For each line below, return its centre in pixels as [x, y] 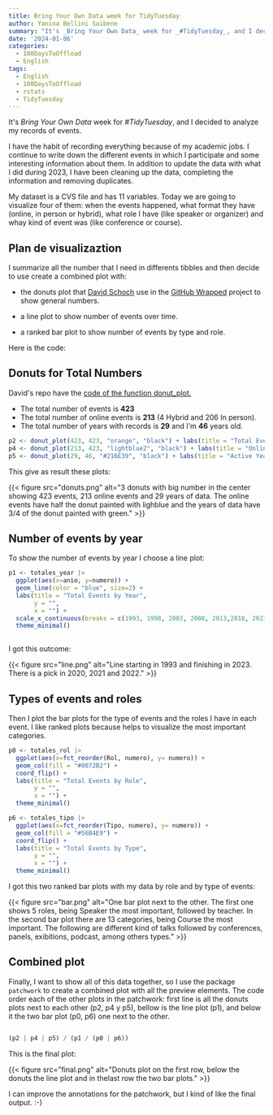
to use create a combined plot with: [68, 276]
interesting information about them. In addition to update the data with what [135, 164]
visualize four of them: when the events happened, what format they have [132, 205]
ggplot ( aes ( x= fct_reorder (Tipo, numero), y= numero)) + [112, 825]
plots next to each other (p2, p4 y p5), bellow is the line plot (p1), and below [135, 1007]
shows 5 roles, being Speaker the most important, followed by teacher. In [131, 911]
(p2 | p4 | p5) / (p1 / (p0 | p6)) [69, 1038]
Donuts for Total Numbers [75, 373]
